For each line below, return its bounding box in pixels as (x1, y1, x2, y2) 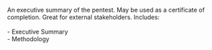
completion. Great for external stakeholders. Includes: (7, 13, 160, 21)
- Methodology (7, 35, 50, 43)
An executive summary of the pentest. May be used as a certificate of (7, 6, 205, 14)
